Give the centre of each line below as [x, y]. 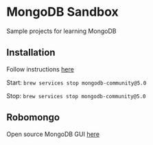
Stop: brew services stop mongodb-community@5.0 [76, 96]
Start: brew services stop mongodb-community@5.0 [76, 82]
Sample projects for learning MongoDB [61, 31]
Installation [31, 53]
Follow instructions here [40, 69]
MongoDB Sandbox [63, 12]
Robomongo [33, 118]
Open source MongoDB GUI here [53, 134]
